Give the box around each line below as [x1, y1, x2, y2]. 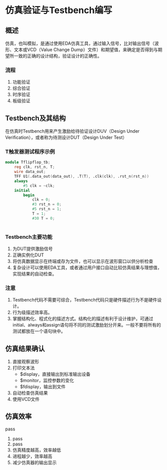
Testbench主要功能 [5, 233, 53, 240]
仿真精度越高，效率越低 [12, 447, 61, 453]
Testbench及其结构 [5, 114, 66, 122]
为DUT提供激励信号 [12, 245, 53, 251]
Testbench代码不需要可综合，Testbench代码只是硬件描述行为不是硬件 [12, 297, 157, 303]
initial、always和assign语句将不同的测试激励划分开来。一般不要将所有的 [12, 322, 161, 328]
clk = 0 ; [32, 197, 51, 202]
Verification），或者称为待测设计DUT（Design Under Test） [5, 134, 127, 140]
